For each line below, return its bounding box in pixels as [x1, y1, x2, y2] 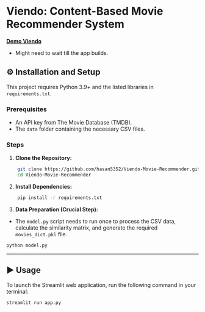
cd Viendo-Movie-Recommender [17, 172, 92, 178]
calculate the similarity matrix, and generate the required [15, 224, 158, 231]
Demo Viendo [6, 37, 41, 45]
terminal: [6, 288, 29, 295]
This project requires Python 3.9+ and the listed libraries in [6, 83, 154, 90]
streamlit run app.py [6, 299, 62, 306]
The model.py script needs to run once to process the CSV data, [15, 217, 176, 225]
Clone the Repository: [15, 154, 72, 162]
